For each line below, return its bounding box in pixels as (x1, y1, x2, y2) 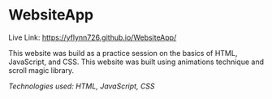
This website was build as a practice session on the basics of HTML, (8, 48, 238, 58)
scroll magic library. (8, 65, 75, 75)
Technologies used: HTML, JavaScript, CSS (8, 81, 156, 91)
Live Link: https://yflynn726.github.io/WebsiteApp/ (8, 32, 177, 42)
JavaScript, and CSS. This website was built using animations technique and (8, 57, 264, 67)
